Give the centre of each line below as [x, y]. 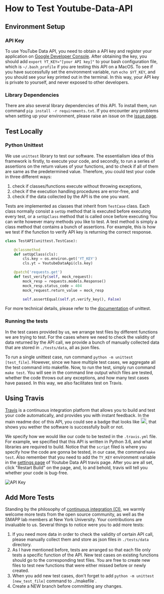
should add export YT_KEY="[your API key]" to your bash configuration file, [82, 61]
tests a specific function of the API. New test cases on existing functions [85, 555]
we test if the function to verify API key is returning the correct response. [79, 232]
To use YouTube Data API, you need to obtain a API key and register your [79, 51]
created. [21, 571]
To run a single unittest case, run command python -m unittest [69, 357]
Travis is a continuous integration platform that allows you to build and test [80, 410]
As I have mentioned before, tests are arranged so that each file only [81, 550]
